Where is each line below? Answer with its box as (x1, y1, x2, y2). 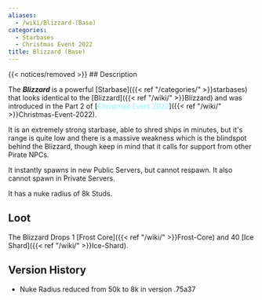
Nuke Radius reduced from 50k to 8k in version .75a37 (19, 284, 196, 294)
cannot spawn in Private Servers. (8, 174, 115, 183)
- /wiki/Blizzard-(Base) (15, 19, 96, 27)
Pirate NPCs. (8, 150, 49, 159)
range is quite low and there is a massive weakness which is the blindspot (8, 134, 247, 142)
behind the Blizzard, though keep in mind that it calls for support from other (8, 142, 252, 151)
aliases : (8, 11, 37, 20)
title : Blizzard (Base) (8, 48, 86, 56)
